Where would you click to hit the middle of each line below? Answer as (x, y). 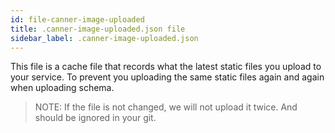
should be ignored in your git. (95, 118)
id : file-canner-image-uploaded (77, 19)
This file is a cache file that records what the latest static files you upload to (166, 67)
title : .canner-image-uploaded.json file (98, 29)
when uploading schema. (62, 88)
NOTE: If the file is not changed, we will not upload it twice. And (166, 107)
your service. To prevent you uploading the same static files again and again (167, 77)
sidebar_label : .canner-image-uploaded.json (104, 38)
